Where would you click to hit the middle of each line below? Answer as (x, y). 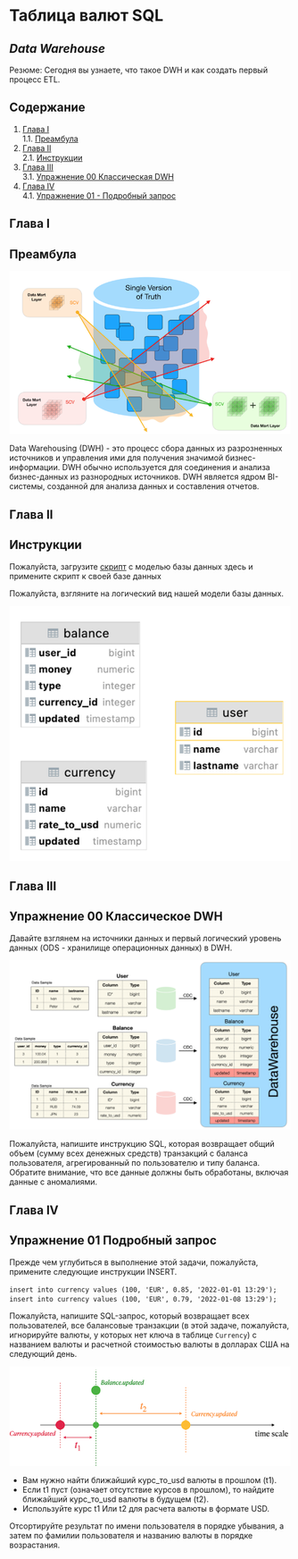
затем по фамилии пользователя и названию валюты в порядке (131, 1536)
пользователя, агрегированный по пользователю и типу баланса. (135, 1163)
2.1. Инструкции (52, 157)
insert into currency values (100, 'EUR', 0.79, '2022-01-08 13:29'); (143, 1299)
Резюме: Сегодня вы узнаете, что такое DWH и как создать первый (139, 70)
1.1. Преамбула (50, 139)
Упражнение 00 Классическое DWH (116, 917)
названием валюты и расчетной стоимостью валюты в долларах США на (149, 1344)
